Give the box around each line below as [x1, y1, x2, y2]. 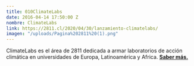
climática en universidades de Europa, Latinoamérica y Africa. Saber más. [6, 54, 189, 61]
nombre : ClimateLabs [6, 20, 58, 26]
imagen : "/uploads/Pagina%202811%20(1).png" [6, 31, 118, 37]
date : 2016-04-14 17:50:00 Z [6, 14, 79, 20]
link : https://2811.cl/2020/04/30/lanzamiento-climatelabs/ [6, 25, 159, 32]
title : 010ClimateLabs [6, 8, 62, 15]
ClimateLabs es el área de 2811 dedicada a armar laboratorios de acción [6, 47, 183, 54]
